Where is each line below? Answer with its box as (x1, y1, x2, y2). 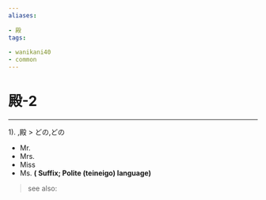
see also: (27, 183, 58, 193)
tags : (8, 33, 26, 42)
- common (8, 56, 37, 64)
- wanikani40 (8, 48, 51, 56)
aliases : (8, 11, 37, 20)
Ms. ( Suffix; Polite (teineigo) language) (19, 168, 152, 178)
